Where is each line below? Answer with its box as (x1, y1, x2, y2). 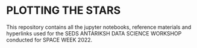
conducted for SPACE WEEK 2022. (6, 36, 93, 43)
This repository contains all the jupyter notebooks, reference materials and (6, 23, 192, 31)
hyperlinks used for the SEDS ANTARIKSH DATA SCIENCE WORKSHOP (6, 29, 182, 37)
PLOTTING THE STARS (6, 4, 121, 17)
